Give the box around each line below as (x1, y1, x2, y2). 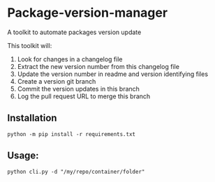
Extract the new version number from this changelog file (17, 62, 180, 70)
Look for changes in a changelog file (17, 54, 123, 63)
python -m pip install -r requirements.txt (7, 130, 136, 137)
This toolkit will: (7, 41, 52, 50)
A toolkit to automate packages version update (7, 28, 142, 36)
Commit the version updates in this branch (17, 84, 140, 93)
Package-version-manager (7, 5, 168, 21)
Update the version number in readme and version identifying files (17, 70, 208, 78)
